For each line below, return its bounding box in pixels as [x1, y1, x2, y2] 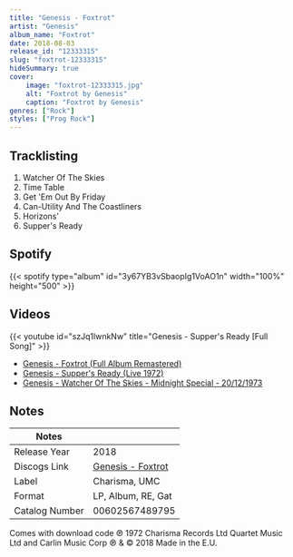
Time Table [22, 181, 65, 192]
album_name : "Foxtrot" [9, 30, 95, 39]
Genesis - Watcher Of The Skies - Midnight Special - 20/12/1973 [22, 377, 263, 388]
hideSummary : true [9, 64, 79, 73]
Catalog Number [14, 504, 84, 517]
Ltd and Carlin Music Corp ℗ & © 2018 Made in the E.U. [9, 537, 218, 549]
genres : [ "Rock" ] [9, 106, 75, 115]
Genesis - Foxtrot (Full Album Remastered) [22, 357, 182, 368]
